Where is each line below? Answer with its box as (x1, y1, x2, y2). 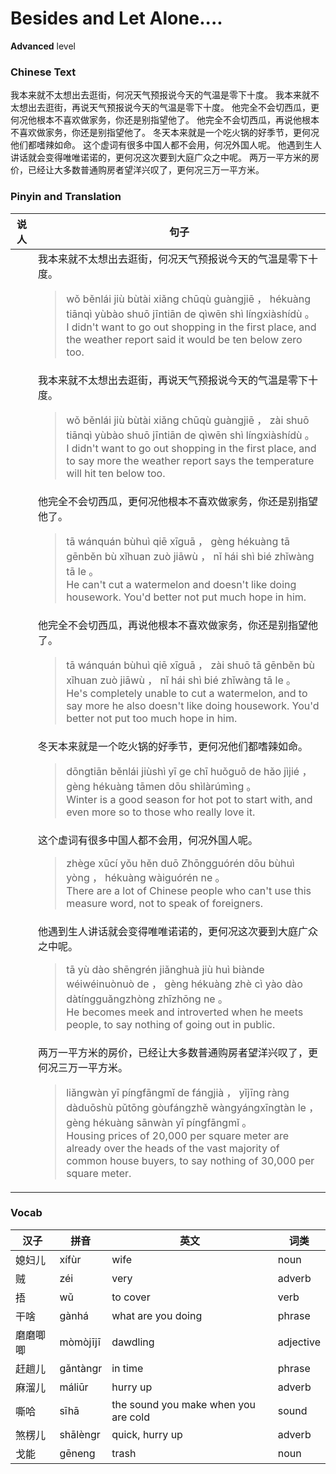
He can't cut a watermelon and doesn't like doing (66, 577, 297, 591)
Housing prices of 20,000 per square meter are (66, 1128, 289, 1142)
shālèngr (59, 1427, 101, 1441)
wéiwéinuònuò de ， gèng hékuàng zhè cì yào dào (66, 977, 303, 991)
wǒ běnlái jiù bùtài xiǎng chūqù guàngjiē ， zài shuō (66, 413, 310, 427)
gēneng (59, 1446, 96, 1460)
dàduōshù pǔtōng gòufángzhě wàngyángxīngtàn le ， (66, 1100, 320, 1114)
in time (111, 1361, 144, 1375)
